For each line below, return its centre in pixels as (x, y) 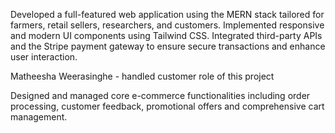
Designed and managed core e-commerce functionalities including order (160, 95)
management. (39, 117)
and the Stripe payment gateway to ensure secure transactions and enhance (168, 46)
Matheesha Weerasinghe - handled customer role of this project (142, 76)
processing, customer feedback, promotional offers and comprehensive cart (167, 106)
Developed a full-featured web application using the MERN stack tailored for (167, 14)
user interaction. (44, 57)
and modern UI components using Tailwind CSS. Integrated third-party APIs (166, 35)
